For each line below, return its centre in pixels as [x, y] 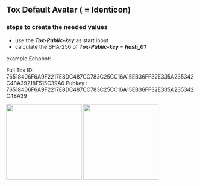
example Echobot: [29, 58]
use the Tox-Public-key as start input [61, 40]
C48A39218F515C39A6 [36, 83]
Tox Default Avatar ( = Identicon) [69, 10]
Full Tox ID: [20, 70]
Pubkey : [77, 83]
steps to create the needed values [57, 27]
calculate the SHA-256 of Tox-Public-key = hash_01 [80, 46]
